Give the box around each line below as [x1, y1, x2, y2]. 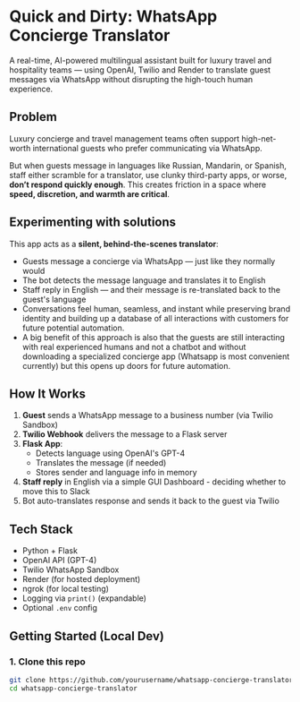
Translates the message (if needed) [35, 458, 167, 468]
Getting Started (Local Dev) [9, 629, 165, 644]
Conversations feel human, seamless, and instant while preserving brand [21, 303, 291, 314]
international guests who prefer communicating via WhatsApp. [32, 142, 263, 153]
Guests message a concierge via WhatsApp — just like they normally [21, 255, 276, 266]
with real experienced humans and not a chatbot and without [21, 341, 246, 352]
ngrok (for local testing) [21, 584, 110, 595]
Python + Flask [21, 545, 79, 556]
